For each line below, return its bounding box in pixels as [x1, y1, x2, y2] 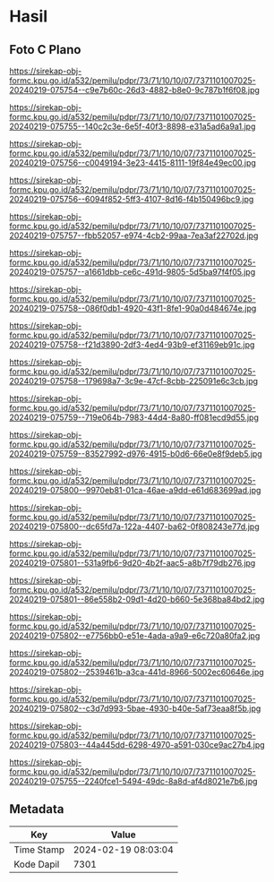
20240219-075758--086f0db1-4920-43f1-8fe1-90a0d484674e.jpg [9, 303, 257, 313]
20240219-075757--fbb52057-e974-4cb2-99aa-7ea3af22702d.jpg [9, 230, 259, 241]
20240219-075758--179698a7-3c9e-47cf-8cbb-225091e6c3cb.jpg [9, 376, 258, 386]
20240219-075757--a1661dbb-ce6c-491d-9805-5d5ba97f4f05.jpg [9, 267, 256, 277]
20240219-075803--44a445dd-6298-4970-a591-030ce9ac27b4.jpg [9, 740, 266, 749]
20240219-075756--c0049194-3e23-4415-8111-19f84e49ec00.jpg [9, 158, 257, 167]
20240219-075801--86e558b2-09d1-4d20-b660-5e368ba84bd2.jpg [9, 594, 265, 604]
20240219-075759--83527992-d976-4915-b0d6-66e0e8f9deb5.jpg [9, 449, 262, 458]
